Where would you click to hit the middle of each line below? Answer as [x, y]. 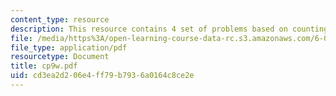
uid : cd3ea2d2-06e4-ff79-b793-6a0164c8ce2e [102, 76]
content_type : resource [60, 19]
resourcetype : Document [60, 57]
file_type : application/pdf [69, 47]
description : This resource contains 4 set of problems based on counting [169, 29]
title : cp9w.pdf [44, 66]
